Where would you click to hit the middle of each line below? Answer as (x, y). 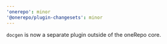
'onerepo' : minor (29, 12)
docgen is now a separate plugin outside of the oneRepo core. (84, 34)
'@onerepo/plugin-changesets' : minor (55, 17)
